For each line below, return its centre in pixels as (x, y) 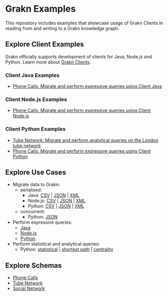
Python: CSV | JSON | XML (56, 206)
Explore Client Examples (45, 45)
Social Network (29, 288)
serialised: (31, 190)
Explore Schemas (34, 265)
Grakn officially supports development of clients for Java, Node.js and (79, 56)
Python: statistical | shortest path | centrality (67, 249)
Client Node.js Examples (36, 99)
